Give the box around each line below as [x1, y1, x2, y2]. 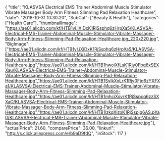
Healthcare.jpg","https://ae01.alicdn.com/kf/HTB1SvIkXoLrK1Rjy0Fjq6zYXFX [5, 78, 160, 84]
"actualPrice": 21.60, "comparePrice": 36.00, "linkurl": [5, 125, 115, 131]
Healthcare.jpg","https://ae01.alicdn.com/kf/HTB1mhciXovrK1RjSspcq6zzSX [5, 94, 160, 99]
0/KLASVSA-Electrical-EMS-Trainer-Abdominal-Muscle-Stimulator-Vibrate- [5, 115, 159, 120]
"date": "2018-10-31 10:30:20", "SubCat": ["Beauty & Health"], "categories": [5, 15, 160, 20]
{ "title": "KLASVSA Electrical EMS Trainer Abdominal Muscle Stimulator [5, 4, 152, 10]
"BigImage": [5, 41, 30, 47]
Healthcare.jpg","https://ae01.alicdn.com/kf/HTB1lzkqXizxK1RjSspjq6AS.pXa [5, 109, 160, 115]
